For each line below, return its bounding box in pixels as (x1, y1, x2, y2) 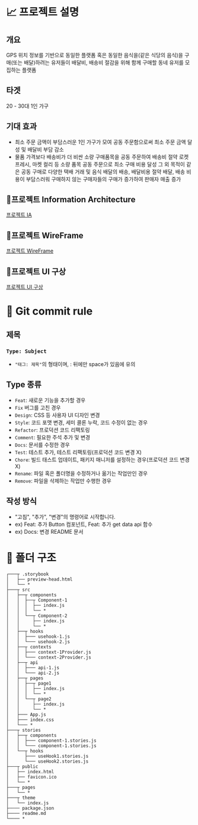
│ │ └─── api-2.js (6, 670, 60, 676)
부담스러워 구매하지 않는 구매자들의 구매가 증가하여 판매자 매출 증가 (25, 175, 181, 182)
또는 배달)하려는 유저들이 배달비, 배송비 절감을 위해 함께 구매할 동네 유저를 (12, 59, 184, 66)
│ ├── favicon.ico (6, 774, 58, 780)
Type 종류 (6, 380, 41, 390)
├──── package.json (6, 805, 55, 811)
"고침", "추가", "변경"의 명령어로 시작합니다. (14, 513, 116, 520)
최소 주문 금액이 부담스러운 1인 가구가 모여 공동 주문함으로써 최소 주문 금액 (14, 138, 186, 146)
